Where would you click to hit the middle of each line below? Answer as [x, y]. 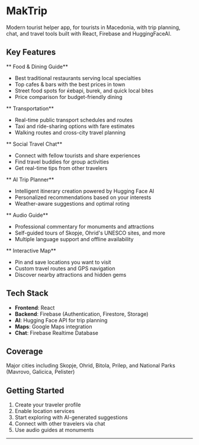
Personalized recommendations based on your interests [83, 197]
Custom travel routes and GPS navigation [65, 268]
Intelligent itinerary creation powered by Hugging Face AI [84, 191]
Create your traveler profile [48, 405]
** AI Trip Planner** [30, 180]
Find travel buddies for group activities [62, 162]
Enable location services [45, 411]
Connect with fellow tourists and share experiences [77, 155]
